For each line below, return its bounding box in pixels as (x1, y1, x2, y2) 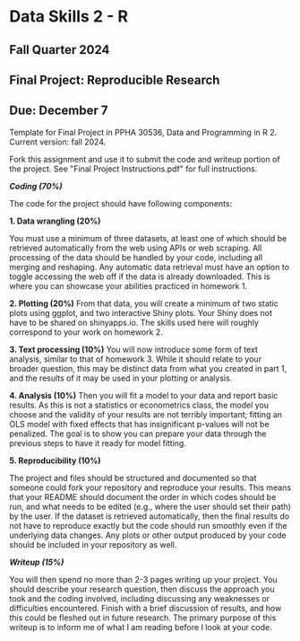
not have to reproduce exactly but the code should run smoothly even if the (9, 520, 288, 531)
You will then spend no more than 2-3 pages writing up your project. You (9, 574, 278, 584)
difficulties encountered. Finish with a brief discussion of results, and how (9, 602, 282, 613)
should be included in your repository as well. (9, 539, 177, 549)
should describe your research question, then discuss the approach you (9, 584, 275, 594)
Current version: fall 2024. (9, 136, 107, 147)
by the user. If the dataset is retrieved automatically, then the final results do (9, 510, 290, 522)
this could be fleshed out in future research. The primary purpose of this (9, 612, 277, 623)
